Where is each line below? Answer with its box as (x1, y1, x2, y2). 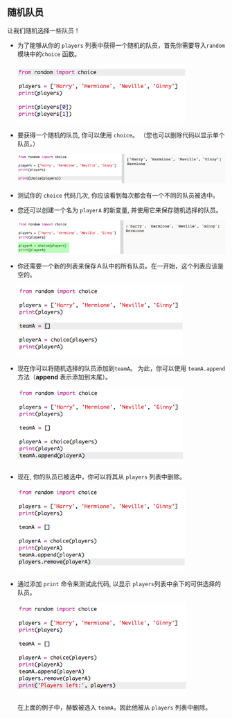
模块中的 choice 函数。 (17, 49, 81, 58)
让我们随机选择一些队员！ (7, 26, 80, 35)
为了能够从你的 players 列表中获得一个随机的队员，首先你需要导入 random (17, 41, 225, 49)
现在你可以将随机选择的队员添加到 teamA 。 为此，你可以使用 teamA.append (17, 364, 226, 373)
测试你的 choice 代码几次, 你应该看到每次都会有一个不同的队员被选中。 (17, 191, 220, 200)
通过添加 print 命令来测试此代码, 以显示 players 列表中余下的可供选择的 (17, 579, 222, 588)
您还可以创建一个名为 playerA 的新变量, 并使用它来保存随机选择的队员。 (17, 206, 222, 214)
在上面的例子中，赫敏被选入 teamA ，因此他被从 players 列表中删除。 (17, 703, 212, 711)
